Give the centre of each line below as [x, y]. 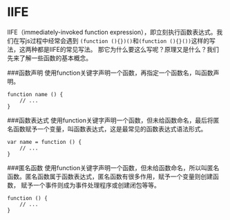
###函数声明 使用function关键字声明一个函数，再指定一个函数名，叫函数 [110, 73]
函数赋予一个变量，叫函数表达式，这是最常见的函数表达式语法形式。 [110, 129]
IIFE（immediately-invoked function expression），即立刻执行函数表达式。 [112, 32]
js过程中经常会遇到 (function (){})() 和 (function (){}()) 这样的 [117, 40]
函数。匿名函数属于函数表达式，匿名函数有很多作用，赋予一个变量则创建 [110, 176]
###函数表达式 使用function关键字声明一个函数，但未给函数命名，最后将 [110, 120]
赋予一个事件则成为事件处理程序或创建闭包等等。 [90, 185]
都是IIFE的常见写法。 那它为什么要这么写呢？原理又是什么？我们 [128, 49]
